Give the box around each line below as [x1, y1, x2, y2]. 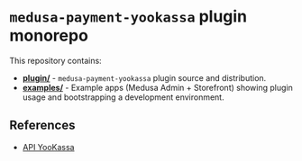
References [9, 118, 76, 133]
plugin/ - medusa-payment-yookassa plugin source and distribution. [22, 72, 267, 83]
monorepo [9, 25, 88, 46]
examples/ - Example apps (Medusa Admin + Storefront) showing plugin [22, 82, 293, 93]
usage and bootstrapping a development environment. [22, 92, 224, 103]
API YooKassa [22, 141, 75, 152]
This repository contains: [9, 55, 102, 66]
